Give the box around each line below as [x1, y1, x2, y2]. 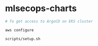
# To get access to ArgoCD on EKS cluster [5, 19, 93, 24]
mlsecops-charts [5, 3, 77, 14]
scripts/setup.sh [5, 36, 41, 41]
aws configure [5, 28, 34, 32]
